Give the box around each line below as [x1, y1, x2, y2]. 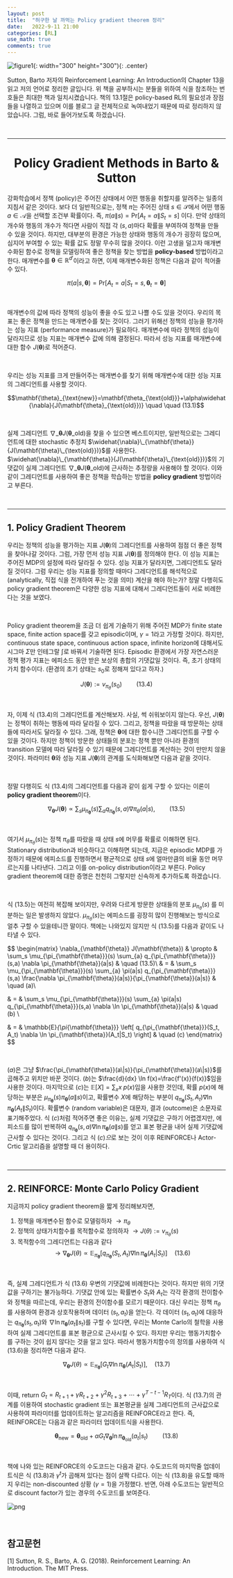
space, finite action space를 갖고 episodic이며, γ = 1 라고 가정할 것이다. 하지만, [7, 630, 224, 638]
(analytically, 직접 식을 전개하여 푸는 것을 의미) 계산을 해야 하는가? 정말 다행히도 [7, 576, 224, 584]
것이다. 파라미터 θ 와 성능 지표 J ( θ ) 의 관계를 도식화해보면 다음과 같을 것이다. [7, 753, 212, 762]
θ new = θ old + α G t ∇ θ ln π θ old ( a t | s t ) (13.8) [54, 1432, 179, 1443]
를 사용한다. [105, 446, 137, 455]
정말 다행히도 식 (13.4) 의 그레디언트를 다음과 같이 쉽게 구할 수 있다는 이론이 [7, 782, 210, 790]
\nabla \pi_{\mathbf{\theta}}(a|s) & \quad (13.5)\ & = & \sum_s [21, 960, 197, 968]
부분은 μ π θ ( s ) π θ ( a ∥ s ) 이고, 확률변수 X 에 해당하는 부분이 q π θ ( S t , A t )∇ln [25, 1093, 213, 1104]
